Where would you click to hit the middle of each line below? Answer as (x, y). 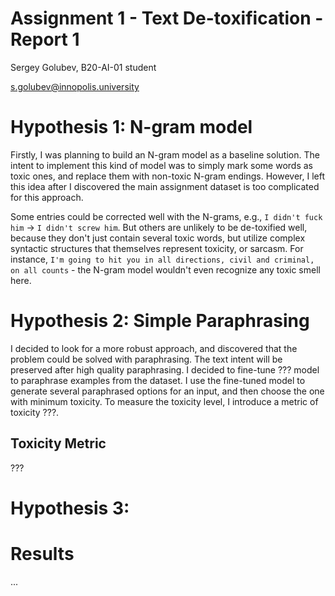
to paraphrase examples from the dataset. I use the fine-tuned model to (158, 380)
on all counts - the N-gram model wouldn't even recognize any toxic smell (165, 269)
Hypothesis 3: (70, 508)
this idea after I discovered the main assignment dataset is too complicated (165, 186)
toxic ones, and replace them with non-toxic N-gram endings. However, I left (167, 176)
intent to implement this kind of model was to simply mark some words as (161, 165)
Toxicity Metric (58, 443)
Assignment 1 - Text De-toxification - (167, 18)
